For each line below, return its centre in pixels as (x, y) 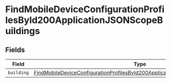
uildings (23, 31)
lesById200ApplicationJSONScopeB (84, 20)
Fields (15, 50)
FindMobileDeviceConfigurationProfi (85, 9)
